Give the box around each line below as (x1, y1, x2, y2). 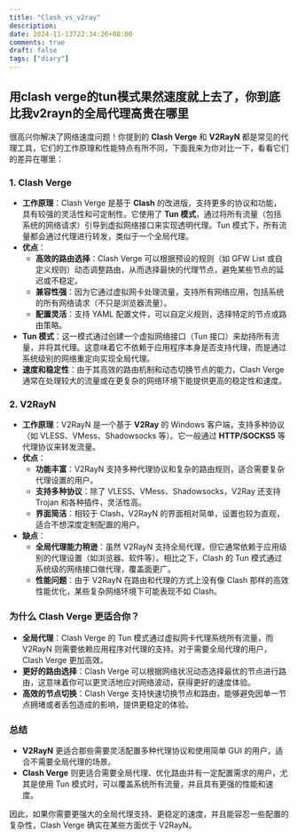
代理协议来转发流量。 (21, 442, 100, 452)
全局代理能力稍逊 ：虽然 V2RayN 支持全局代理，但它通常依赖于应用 (35, 541, 279, 552)
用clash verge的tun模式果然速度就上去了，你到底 (9, 90, 281, 105)
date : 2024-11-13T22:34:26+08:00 (9, 29, 133, 38)
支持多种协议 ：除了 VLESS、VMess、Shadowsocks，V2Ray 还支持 (35, 486, 281, 497)
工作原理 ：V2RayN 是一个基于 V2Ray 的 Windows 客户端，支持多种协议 (21, 419, 286, 430)
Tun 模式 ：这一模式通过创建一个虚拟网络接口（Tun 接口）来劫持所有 (21, 331, 272, 342)
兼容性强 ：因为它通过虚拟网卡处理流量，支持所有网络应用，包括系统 (35, 286, 285, 298)
